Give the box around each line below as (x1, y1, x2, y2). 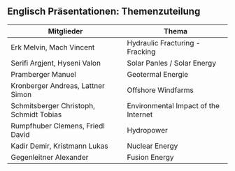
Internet (127, 110, 153, 119)
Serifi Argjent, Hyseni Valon (10, 58, 101, 68)
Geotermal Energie (127, 69, 189, 79)
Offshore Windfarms (127, 85, 194, 95)
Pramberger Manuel (10, 69, 77, 79)
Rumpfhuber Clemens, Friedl (10, 121, 105, 131)
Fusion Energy (127, 152, 174, 162)
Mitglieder (48, 26, 83, 36)
